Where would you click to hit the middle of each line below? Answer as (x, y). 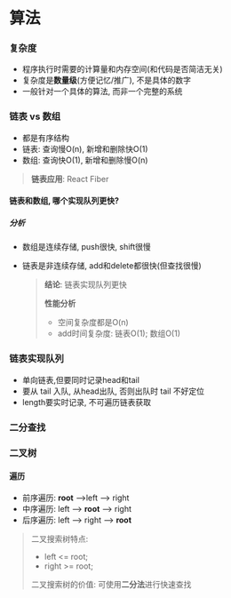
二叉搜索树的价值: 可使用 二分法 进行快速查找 (111, 584)
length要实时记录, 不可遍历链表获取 (87, 402)
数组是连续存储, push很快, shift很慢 (86, 247)
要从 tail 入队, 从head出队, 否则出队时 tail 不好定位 (113, 391)
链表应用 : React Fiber (70, 179)
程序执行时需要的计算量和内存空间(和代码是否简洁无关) (123, 69)
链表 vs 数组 (35, 116)
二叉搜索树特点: (60, 538)
